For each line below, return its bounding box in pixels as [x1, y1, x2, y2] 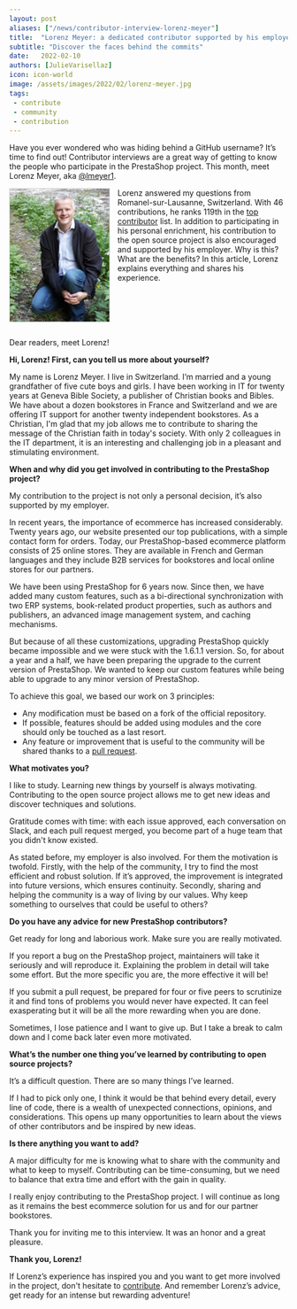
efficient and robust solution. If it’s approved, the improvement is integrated [9, 871, 284, 881]
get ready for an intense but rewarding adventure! [9, 1290, 191, 1301]
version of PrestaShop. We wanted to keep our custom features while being [9, 664, 285, 675]
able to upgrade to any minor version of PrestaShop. [9, 674, 201, 685]
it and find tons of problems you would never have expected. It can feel [9, 996, 269, 1007]
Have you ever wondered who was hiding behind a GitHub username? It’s [9, 143, 277, 153]
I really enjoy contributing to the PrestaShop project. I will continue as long [9, 1191, 280, 1202]
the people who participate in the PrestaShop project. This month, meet [9, 161, 270, 172]
